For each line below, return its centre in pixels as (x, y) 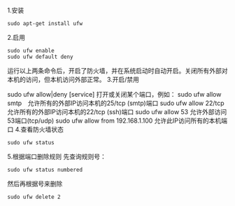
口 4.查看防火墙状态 (36, 129)
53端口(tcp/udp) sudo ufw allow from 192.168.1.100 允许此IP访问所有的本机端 (117, 121)
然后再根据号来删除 (35, 184)
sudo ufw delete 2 (34, 197)
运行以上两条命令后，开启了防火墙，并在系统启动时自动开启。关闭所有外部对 (117, 71)
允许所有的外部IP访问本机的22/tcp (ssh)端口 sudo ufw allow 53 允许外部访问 (117, 112)
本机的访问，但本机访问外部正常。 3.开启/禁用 (73, 80)
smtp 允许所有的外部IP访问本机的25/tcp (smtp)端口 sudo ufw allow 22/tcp (116, 103)
